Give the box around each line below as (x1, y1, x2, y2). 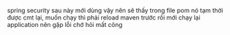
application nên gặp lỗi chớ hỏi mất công (7, 21, 123, 28)
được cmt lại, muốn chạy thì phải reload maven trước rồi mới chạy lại (7, 13, 201, 22)
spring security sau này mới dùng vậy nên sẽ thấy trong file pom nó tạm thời (7, 7, 224, 14)
